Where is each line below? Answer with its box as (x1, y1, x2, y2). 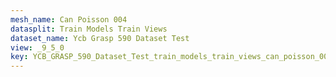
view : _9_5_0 (10, 42, 65, 53)
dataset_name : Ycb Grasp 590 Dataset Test (10, 33, 190, 43)
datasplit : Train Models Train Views (10, 24, 168, 34)
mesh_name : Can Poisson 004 (10, 14, 128, 25)
